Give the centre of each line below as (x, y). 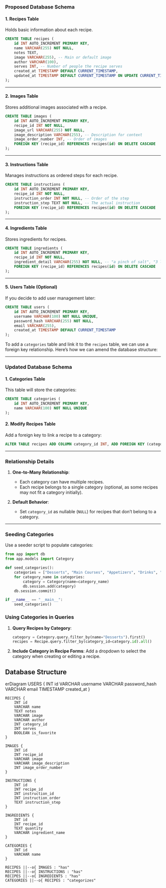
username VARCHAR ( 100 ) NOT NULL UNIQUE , (56, 316)
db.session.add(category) (50, 586)
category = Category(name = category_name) (66, 582)
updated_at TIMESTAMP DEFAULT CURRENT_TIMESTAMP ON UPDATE (76, 76)
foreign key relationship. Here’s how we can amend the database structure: (82, 350)
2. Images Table (22, 96)
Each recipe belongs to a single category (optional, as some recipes (89, 487)
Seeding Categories (29, 534)
